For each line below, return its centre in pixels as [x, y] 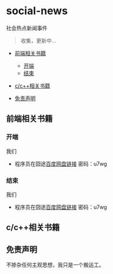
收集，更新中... [38, 40]
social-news [37, 11]
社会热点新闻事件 [27, 28]
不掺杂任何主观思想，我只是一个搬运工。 [55, 265]
